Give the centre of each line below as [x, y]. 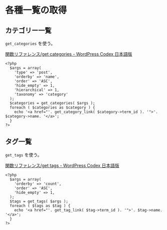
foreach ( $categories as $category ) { [52, 107]
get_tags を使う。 [24, 155]
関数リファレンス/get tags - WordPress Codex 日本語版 [62, 165]
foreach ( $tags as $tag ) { [40, 206]
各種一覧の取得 [36, 10]
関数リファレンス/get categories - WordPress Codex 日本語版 [69, 54]
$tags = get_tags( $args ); [39, 201]
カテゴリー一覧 [28, 30]
